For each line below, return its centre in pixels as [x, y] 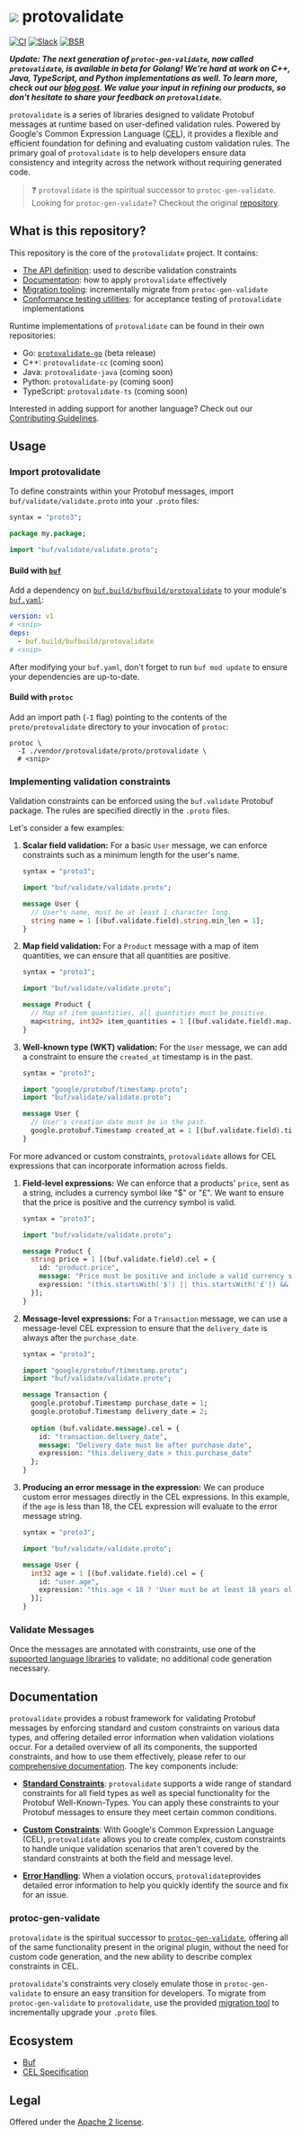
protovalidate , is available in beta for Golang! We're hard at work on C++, [150, 68]
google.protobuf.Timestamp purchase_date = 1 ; [120, 1403]
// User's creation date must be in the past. [120, 1122]
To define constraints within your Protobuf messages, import [121, 491]
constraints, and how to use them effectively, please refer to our [128, 1756]
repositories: [33, 335]
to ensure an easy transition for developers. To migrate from [155, 1993]
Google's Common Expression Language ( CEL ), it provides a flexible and [144, 133]
